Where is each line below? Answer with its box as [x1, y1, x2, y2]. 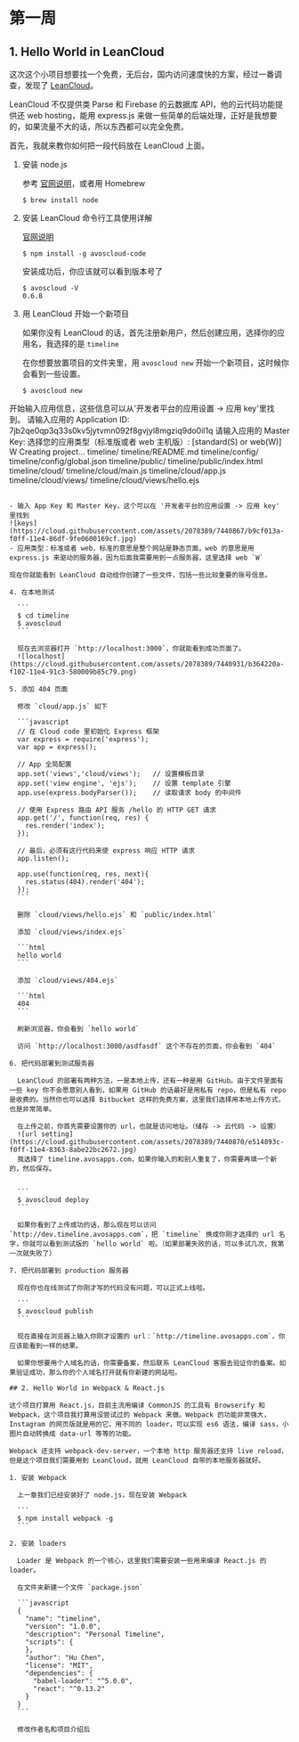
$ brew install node [21, 196, 99, 205]
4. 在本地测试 [9, 588, 55, 597]
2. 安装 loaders [9, 1539, 67, 1548]
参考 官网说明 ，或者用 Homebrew [21, 178, 145, 188]
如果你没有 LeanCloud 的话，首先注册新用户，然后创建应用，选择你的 [21, 327, 278, 338]
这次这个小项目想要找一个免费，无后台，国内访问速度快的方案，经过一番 [9, 69, 274, 79]
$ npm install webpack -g [17, 1514, 114, 1523]
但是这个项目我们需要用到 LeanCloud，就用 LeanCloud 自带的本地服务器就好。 [9, 1456, 265, 1465]
